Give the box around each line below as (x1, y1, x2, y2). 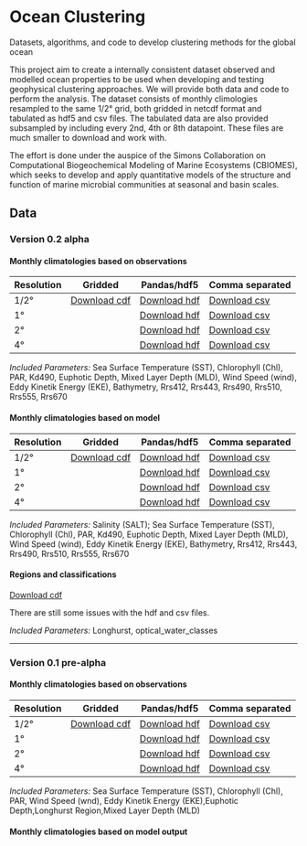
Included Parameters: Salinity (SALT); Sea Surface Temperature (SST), (9, 519, 276, 530)
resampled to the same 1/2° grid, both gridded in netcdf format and (9, 102, 262, 113)
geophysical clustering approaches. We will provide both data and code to (9, 83, 290, 94)
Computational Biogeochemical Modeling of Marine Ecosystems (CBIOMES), (9, 159, 298, 170)
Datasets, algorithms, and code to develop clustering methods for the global (9, 37, 296, 48)
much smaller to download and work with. (9, 132, 167, 143)
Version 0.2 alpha (9, 233, 90, 246)
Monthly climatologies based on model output (9, 826, 188, 837)
